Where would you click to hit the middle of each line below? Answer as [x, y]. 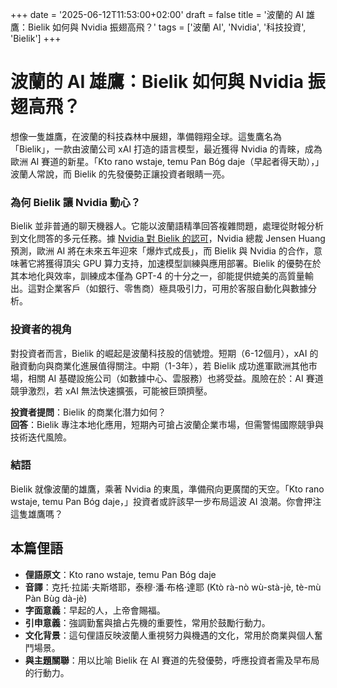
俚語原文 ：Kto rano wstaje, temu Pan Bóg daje [120, 574]
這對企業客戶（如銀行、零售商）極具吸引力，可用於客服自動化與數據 [167, 289]
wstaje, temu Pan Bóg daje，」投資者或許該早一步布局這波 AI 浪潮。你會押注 [166, 501]
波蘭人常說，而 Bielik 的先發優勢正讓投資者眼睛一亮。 [120, 174]
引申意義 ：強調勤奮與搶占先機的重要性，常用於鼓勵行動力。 [147, 622]
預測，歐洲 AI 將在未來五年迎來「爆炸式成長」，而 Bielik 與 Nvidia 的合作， [162, 251]
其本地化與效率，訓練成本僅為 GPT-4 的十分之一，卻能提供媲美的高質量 [157, 276]
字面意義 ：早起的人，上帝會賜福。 [95, 610]
